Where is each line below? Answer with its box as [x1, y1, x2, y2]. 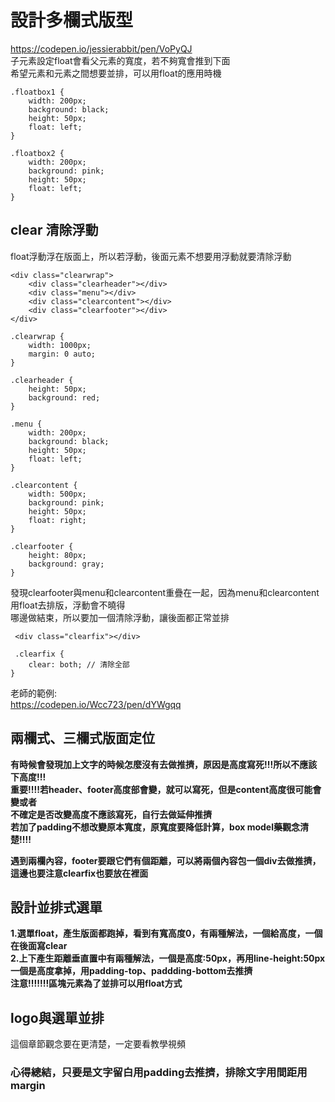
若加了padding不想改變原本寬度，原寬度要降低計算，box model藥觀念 [10, 821, 300, 833]
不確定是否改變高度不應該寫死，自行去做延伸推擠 [10, 808, 212, 820]
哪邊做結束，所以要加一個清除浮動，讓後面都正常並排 [10, 611, 230, 623]
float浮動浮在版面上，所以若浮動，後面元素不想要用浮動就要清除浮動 [10, 250, 292, 262]
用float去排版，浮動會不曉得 [10, 599, 126, 611]
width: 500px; [28, 489, 87, 499]
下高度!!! [10, 771, 47, 783]
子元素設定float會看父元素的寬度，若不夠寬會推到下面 [10, 54, 231, 66]
